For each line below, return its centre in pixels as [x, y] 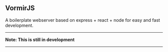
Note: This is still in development [40, 40]
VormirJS [20, 8]
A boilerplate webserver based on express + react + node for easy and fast [83, 20]
